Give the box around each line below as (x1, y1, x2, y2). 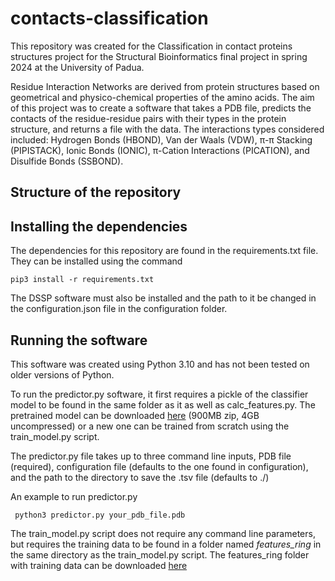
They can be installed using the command (10, 255, 183, 267)
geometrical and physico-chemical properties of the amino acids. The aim (10, 91, 315, 103)
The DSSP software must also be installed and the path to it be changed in (10, 292, 317, 304)
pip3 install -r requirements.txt (10, 275, 155, 285)
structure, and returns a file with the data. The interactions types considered (10, 123, 325, 135)
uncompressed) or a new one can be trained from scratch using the (10, 420, 290, 432)
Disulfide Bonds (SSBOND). (10, 155, 124, 167)
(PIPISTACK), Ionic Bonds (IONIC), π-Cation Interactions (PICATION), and (10, 144, 310, 156)
